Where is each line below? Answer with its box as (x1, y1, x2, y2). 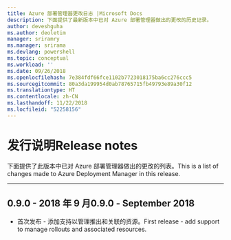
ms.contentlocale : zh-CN (7, 94, 78, 100)
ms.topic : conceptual (7, 55, 69, 62)
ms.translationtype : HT (7, 87, 76, 94)
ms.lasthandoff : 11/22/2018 (7, 100, 88, 107)
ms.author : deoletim (7, 29, 67, 36)
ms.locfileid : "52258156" (7, 106, 81, 113)
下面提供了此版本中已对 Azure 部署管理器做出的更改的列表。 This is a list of (7, 162, 219, 170)
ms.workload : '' (7, 61, 54, 68)
